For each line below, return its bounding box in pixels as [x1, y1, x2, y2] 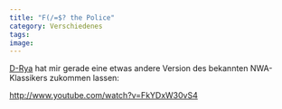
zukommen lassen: [49, 73, 120, 84]
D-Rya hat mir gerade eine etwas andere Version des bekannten [9, 63, 249, 74]
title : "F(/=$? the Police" [9, 13, 116, 23]
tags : [9, 30, 30, 39]
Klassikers [9, 73, 48, 84]
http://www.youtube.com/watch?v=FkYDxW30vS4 [9, 90, 199, 101]
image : [9, 38, 34, 48]
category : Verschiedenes [9, 22, 103, 31]
